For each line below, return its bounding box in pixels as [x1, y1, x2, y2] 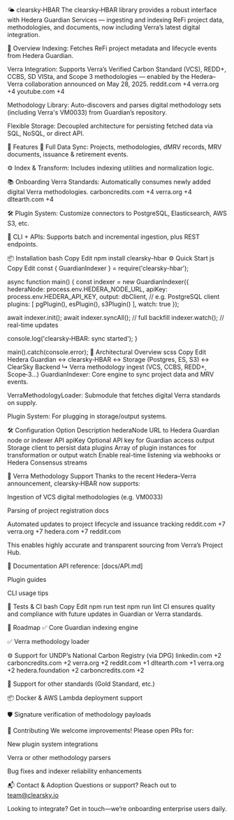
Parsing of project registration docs [7, 506, 110, 515]
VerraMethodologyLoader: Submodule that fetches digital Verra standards [7, 391, 221, 400]
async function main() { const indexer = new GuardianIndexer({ [7, 278, 189, 286]
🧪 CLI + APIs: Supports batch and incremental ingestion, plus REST [7, 233, 200, 241]
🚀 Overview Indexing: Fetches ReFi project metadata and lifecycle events [7, 44, 217, 52]
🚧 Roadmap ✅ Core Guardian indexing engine [7, 624, 138, 631]
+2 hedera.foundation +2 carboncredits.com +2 [7, 666, 145, 674]
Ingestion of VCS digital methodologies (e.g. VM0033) [7, 493, 163, 501]
